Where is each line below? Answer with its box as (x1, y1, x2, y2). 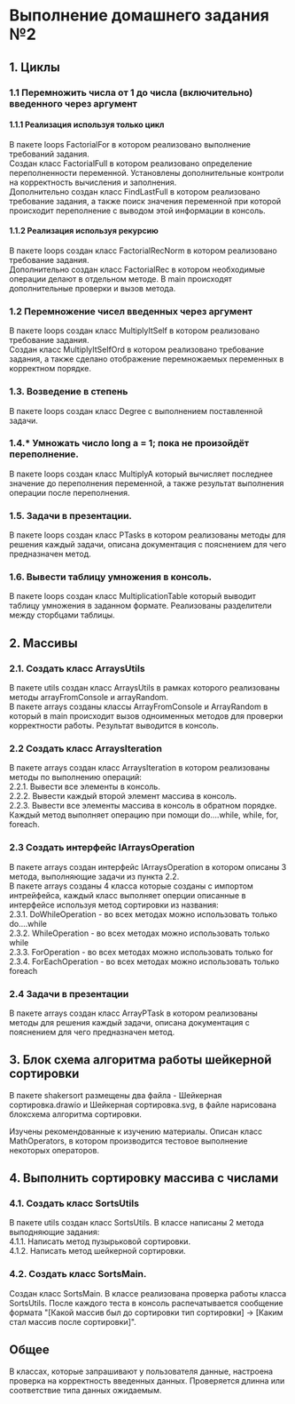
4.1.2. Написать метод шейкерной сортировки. (9, 1246, 186, 1256)
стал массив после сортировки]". (9, 1316, 137, 1327)
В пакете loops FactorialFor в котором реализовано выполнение (9, 139, 251, 149)
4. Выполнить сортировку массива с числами (9, 1170, 279, 1186)
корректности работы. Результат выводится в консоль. (9, 721, 219, 731)
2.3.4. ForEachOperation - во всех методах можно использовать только (9, 956, 280, 967)
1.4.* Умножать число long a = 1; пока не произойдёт (9, 437, 250, 450)
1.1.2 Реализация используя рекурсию (9, 226, 159, 236)
